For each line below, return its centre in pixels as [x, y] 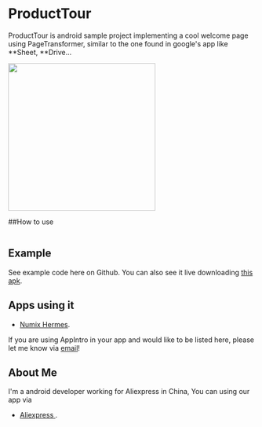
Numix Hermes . [45, 324]
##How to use [31, 222]
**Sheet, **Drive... [40, 52]
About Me [33, 372]
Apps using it [41, 306]
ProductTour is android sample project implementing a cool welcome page [128, 35]
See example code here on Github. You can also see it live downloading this [131, 272]
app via [20, 400]
